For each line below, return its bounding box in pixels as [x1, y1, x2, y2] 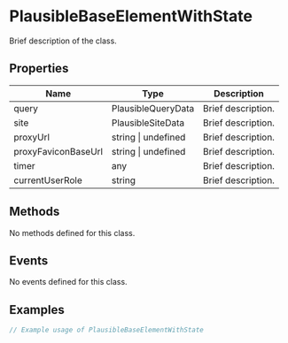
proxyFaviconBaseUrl [13, 145, 104, 157]
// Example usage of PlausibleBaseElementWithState [9, 325, 204, 335]
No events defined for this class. [9, 277, 128, 287]
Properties [9, 61, 69, 76]
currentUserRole [13, 174, 82, 187]
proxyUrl [13, 131, 51, 143]
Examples [9, 302, 65, 317]
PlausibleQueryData [111, 102, 195, 114]
